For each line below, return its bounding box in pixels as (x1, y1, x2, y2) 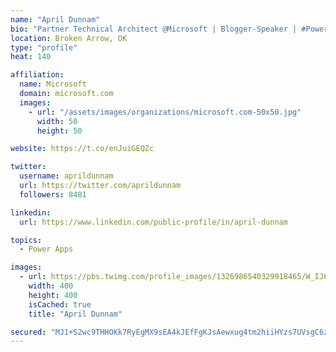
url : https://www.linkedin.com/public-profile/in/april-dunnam (19, 217, 288, 227)
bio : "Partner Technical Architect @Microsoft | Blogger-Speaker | (10, 24, 298, 34)
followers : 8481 (19, 189, 87, 200)
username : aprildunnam (19, 171, 114, 181)
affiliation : (10, 70, 65, 80)
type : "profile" (10, 42, 78, 53)
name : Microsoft (19, 79, 87, 90)
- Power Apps (19, 244, 74, 255)
